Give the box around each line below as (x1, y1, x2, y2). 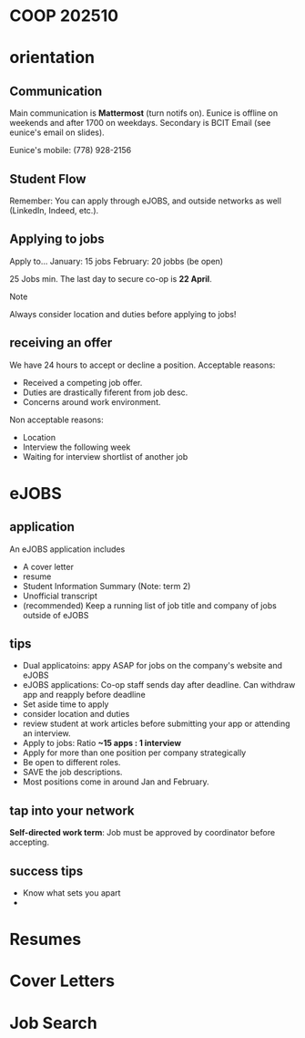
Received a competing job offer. (22, 377, 143, 388)
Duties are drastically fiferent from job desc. (22, 387, 188, 398)
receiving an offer (9, 335, 113, 351)
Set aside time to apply (22, 699, 109, 710)
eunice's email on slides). (9, 127, 105, 138)
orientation (9, 47, 96, 68)
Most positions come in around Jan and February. (22, 776, 209, 787)
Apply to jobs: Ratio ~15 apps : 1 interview (22, 738, 182, 749)
